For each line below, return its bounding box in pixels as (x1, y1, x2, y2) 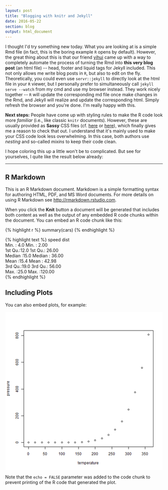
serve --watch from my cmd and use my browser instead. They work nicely (5, 86, 160, 92)
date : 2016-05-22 (5, 19, 41, 24)
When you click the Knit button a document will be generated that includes (5, 206, 159, 213)
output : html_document (5, 29, 52, 35)
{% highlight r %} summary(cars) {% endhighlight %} (5, 227, 115, 233)
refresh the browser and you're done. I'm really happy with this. (5, 102, 136, 108)
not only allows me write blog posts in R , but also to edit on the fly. (5, 70, 141, 76)
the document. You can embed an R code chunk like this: (5, 217, 122, 223)
